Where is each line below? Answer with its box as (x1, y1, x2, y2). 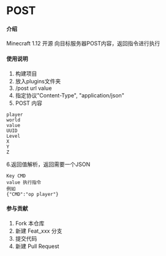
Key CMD (6, 173, 26, 179)
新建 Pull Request (15, 243, 59, 250)
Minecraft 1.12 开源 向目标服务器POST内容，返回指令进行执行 (6, 40, 160, 47)
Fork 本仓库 (15, 219, 45, 227)
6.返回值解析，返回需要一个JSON (6, 160, 91, 168)
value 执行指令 (6, 179, 42, 186)
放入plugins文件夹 (15, 77, 61, 85)
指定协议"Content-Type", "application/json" (15, 91, 124, 99)
